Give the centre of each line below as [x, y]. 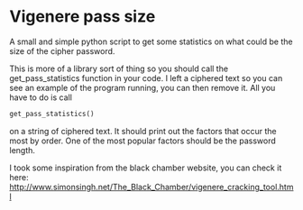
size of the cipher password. [62, 50]
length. [23, 150]
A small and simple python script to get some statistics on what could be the [151, 41]
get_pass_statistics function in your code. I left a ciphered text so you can [146, 78]
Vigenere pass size [83, 17]
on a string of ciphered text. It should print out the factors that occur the [143, 131]
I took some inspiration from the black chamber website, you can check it [146, 168]
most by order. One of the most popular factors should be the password [143, 141]
